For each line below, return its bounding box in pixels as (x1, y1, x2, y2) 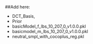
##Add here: (5, 4, 31, 10)
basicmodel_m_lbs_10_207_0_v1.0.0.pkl (12, 29, 88, 34)
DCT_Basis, (12, 13, 35, 19)
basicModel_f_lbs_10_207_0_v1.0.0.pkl (12, 23, 86, 29)
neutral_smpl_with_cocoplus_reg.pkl (12, 33, 84, 39)
